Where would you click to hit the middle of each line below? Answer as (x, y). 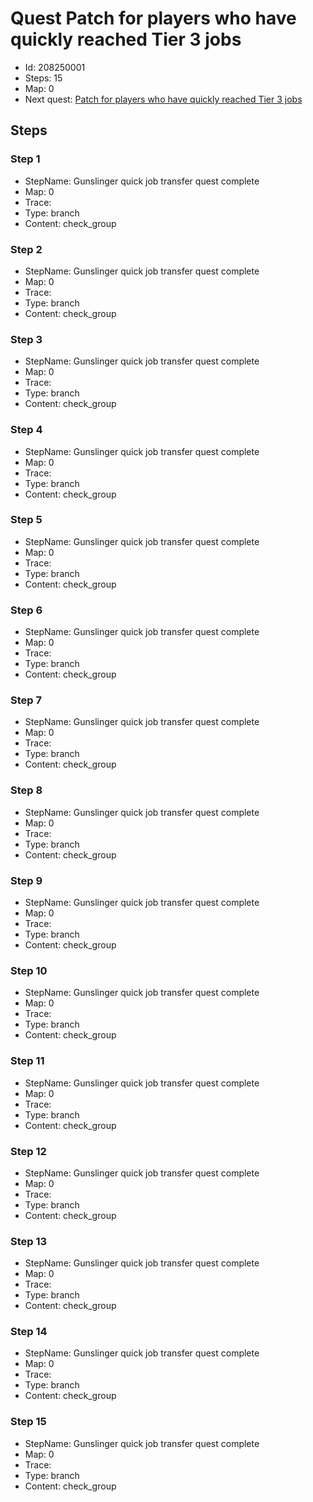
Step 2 (26, 249)
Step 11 (27, 1061)
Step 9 (26, 880)
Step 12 (28, 1151)
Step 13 (29, 1241)
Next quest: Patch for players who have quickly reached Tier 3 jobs (163, 99)
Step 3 (26, 339)
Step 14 (29, 1332)
